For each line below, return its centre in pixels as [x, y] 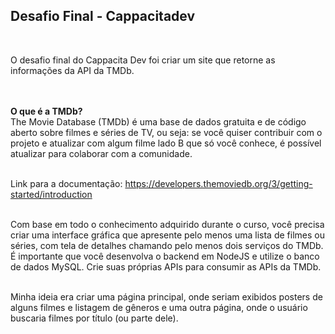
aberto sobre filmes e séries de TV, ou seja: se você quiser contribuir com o [166, 132]
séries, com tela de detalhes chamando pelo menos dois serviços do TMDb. [167, 245]
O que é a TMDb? [46, 111]
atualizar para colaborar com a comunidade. [101, 153]
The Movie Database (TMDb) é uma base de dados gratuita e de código [158, 121]
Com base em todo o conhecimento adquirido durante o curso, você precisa [167, 224]
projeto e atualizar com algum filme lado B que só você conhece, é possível [166, 143]
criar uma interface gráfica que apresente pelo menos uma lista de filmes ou [167, 235]
